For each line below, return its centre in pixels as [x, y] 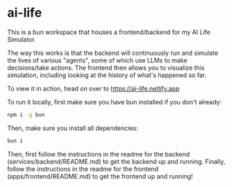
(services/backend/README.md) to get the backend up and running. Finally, [116, 161]
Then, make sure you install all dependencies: [73, 128]
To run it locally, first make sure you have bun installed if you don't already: [115, 101]
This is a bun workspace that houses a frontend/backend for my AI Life [109, 32]
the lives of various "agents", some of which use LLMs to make [97, 60]
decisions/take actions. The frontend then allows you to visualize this [106, 67]
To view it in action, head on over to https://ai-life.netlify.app [93, 88]
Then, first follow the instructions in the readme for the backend [99, 154]
